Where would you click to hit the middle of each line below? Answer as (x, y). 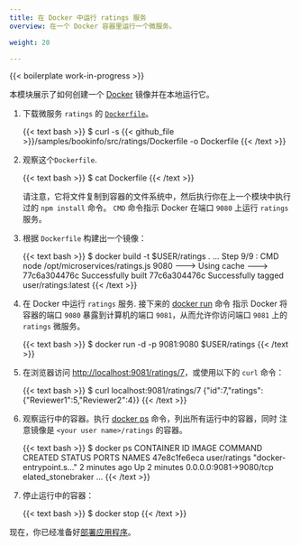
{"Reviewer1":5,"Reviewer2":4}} (81, 400)
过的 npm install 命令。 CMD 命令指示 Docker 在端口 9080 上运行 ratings (155, 208)
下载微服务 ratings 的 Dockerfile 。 (88, 114)
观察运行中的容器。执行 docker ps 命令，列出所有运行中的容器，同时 (150, 419)
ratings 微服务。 (54, 327)
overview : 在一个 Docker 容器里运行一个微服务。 (93, 26)
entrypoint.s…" (50, 467)
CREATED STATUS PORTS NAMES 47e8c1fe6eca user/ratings (136, 458)
